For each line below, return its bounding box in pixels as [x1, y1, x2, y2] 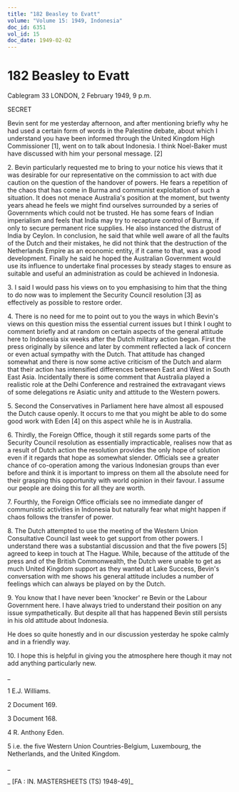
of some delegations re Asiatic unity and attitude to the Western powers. [7, 388, 220, 397]
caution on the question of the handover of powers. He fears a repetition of [7, 178, 228, 187]
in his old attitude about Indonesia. [7, 616, 109, 625]
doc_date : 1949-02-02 [7, 37, 72, 44]
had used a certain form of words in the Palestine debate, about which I [7, 126, 218, 136]
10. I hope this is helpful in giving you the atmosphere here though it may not [7, 651, 232, 660]
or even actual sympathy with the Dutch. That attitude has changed [7, 350, 205, 359]
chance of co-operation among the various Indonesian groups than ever [7, 461, 220, 469]
